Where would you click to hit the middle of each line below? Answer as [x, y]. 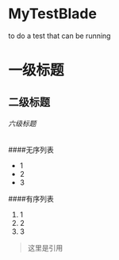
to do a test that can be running [59, 36]
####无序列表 [31, 149]
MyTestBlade [53, 14]
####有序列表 [31, 198]
